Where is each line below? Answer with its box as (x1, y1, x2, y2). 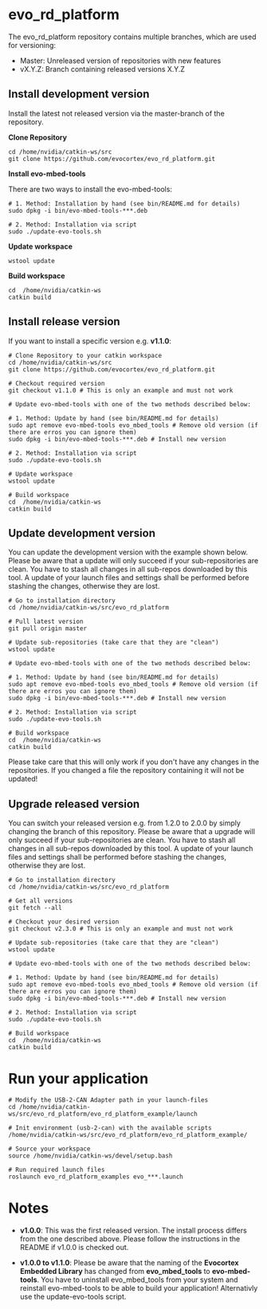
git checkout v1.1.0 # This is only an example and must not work (8, 386, 234, 394)
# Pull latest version (8, 617, 84, 626)
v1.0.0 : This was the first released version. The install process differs (19, 1225, 247, 1236)
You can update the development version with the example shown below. (8, 547, 249, 557)
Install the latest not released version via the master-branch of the (8, 108, 225, 118)
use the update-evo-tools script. (19, 1292, 127, 1302)
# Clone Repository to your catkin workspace (8, 351, 162, 359)
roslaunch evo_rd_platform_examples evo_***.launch (8, 1173, 183, 1181)
